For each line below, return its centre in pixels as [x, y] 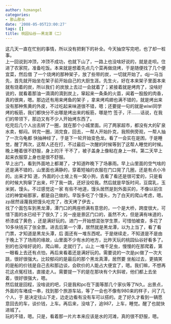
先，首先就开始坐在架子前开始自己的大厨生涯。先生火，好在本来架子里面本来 [85, 80]
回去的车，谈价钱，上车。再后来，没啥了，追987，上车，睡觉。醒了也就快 [87, 303]
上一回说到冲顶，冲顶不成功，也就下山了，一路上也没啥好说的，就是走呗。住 [85, 61]
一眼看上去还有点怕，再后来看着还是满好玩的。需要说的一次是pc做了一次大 [84, 252]
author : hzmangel [24, 10]
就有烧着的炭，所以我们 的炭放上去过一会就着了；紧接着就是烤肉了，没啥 [82, 87]
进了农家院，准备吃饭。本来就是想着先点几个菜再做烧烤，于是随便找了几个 [83, 68]
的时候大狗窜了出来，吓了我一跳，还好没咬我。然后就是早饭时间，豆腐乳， [83, 182]
